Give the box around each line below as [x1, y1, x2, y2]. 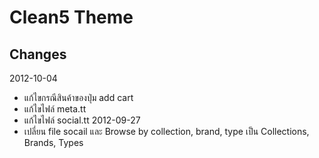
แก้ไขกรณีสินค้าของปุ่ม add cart [23, 92, 134, 103]
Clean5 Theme [9, 6, 134, 29]
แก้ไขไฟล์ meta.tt [23, 103, 87, 115]
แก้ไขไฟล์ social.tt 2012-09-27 [23, 114, 141, 126]
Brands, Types [23, 137, 84, 148]
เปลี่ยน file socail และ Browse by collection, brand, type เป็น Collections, [23, 126, 310, 137]
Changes [9, 46, 67, 63]
